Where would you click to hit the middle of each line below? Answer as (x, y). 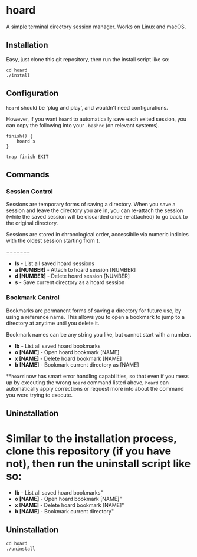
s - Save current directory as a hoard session (70, 282)
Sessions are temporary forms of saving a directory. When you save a (91, 205)
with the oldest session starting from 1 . (53, 241)
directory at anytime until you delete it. (53, 323)
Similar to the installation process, (91, 439)
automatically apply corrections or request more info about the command (95, 388)
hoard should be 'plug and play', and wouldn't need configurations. (87, 107)
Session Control (29, 191)
